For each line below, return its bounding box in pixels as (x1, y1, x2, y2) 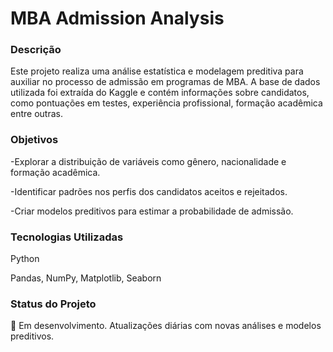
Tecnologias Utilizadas (10, 230, 124, 244)
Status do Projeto (10, 297, 97, 311)
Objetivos (10, 133, 59, 147)
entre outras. (10, 108, 63, 120)
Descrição (10, 43, 62, 57)
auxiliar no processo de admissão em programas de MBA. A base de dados (10, 76, 321, 88)
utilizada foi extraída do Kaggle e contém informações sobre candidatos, (10, 87, 310, 99)
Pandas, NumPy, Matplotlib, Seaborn (10, 272, 162, 284)
